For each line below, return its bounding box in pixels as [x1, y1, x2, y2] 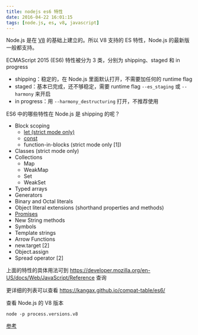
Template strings [14, 229, 56, 237]
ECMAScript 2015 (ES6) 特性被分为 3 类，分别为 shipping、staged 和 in [6, 57, 181, 64]
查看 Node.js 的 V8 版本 [6, 299, 64, 307]
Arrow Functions [14, 235, 55, 243]
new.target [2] [14, 242, 49, 249]
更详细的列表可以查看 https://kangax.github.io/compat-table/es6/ [6, 287, 165, 294]
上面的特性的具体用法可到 [6, 267, 69, 274]
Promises [14, 210, 38, 218]
